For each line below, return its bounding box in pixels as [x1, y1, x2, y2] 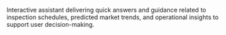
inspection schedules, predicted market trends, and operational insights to [6, 13, 219, 21]
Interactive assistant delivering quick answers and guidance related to [6, 6, 207, 14]
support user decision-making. [6, 21, 95, 28]
